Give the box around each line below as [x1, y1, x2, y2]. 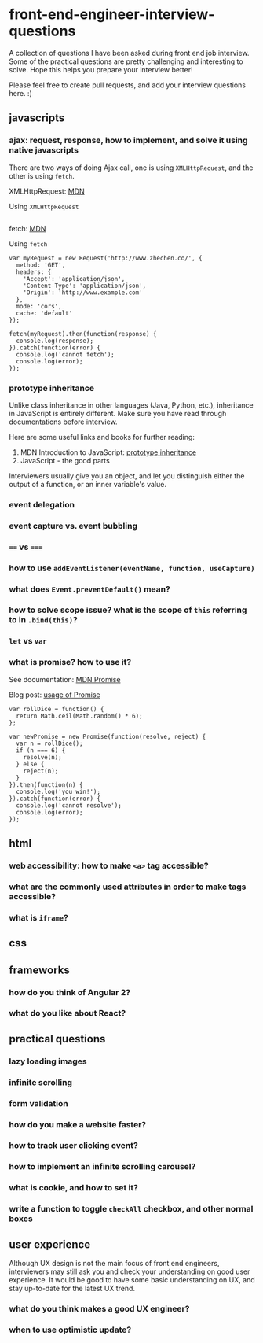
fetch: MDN [9, 223, 46, 233]
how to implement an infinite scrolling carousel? [9, 1161, 196, 1172]
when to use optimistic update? [9, 1324, 132, 1335]
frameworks [9, 963, 70, 976]
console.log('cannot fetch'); [16, 350, 115, 359]
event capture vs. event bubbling [9, 520, 138, 531]
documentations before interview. [9, 417, 118, 426]
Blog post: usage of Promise [9, 690, 100, 699]
